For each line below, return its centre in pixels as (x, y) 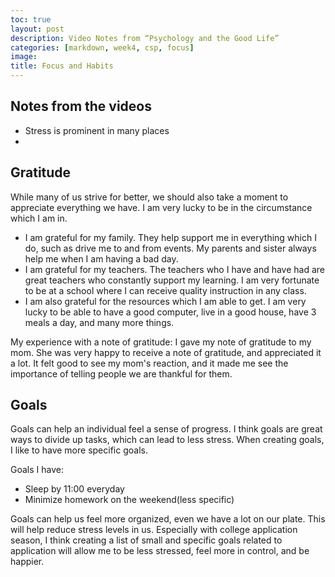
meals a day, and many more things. (99, 322)
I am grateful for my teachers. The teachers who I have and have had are (175, 269)
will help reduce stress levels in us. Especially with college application (154, 530)
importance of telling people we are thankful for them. (121, 373)
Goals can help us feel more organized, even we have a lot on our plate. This (168, 519)
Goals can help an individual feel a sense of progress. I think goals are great (166, 429)
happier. (27, 562)
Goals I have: (37, 470)
